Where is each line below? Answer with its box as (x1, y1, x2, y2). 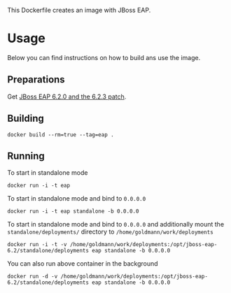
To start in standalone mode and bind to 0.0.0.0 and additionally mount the (7, 220, 225, 229)
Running (7, 150, 45, 162)
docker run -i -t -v (7, 241, 68, 248)
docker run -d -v (7, 273, 58, 280)
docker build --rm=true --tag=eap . (7, 131, 114, 138)
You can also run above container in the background (7, 259, 159, 268)
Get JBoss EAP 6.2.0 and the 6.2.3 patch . (7, 92, 127, 101)
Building (7, 113, 44, 124)
